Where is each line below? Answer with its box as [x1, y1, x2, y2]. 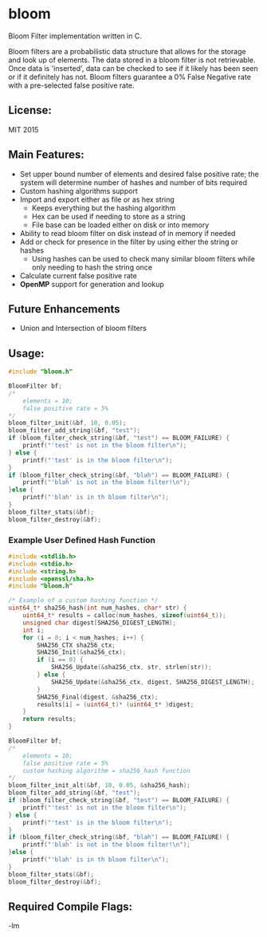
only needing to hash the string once [31, 262, 153, 272]
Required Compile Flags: [8, 900, 133, 913]
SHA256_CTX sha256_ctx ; [37, 641, 116, 649]
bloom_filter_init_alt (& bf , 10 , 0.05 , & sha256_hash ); [8, 781, 191, 789]
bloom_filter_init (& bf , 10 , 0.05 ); [8, 419, 127, 427]
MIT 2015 [8, 124, 39, 134]
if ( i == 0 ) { [37, 656, 84, 664]
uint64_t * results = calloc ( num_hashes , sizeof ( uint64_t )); [22, 612, 226, 620]
